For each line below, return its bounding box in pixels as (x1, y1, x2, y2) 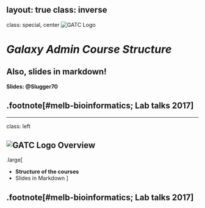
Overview (57, 140, 96, 151)
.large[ (6, 156, 23, 163)
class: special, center (6, 21, 60, 28)
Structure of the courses (15, 168, 79, 176)
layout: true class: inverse (6, 5, 107, 15)
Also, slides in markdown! (6, 66, 107, 77)
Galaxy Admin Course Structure (6, 43, 172, 56)
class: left (6, 122, 31, 130)
